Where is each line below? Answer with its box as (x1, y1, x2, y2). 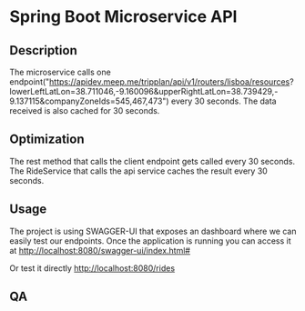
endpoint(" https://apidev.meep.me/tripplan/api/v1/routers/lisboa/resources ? (9, 76, 294, 87)
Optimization (9, 132, 85, 147)
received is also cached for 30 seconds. (9, 105, 160, 115)
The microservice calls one (9, 66, 111, 77)
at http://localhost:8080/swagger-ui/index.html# (9, 245, 191, 256)
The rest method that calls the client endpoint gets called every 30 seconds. (9, 155, 296, 166)
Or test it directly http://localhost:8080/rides (9, 262, 176, 274)
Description (9, 43, 77, 58)
